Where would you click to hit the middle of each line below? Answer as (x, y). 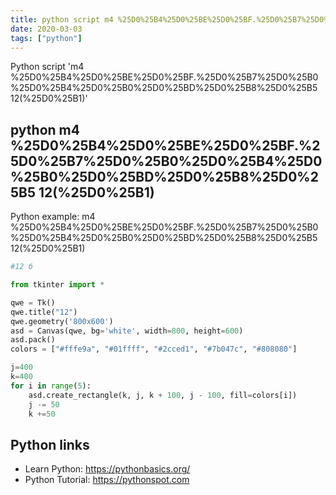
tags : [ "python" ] (46, 38)
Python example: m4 (53, 217)
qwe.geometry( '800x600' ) (62, 321)
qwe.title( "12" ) (44, 312)
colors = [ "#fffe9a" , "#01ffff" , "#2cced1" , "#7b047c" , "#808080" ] (154, 349)
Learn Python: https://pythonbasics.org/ (107, 469)
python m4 (45, 129)
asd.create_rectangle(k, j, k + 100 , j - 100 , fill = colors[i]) (163, 395)
